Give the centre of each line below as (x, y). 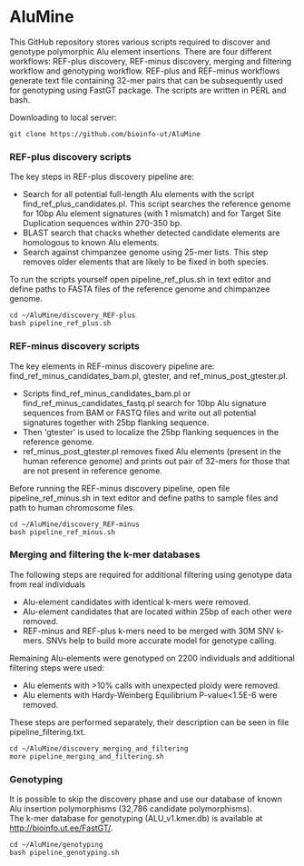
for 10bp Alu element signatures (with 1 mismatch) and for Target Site (152, 214)
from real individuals (48, 584)
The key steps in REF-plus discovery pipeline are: (102, 177)
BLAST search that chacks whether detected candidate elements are (151, 233)
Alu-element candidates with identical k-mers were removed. (137, 602)
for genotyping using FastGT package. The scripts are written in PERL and (148, 90)
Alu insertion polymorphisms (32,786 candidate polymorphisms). (131, 809)
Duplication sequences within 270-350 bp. (102, 224)
